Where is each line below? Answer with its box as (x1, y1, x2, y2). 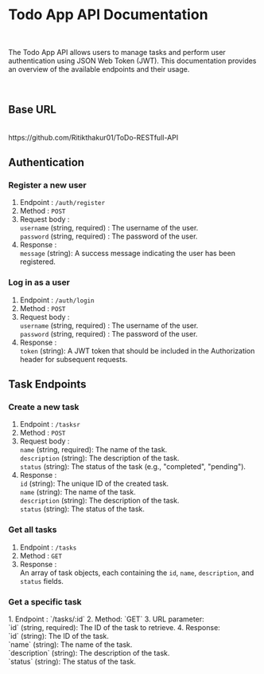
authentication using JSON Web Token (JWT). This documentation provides (8, 56, 257, 65)
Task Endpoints (8, 377, 87, 392)
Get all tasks (8, 524, 57, 535)
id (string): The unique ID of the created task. (19, 479, 169, 488)
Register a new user (8, 179, 87, 191)
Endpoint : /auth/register (19, 198, 106, 207)
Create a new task (8, 401, 80, 412)
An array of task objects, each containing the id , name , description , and (19, 568, 254, 577)
